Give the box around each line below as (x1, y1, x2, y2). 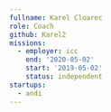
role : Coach (9, 22, 54, 31)
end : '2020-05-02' (25, 55, 95, 64)
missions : (9, 38, 47, 48)
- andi (17, 89, 42, 98)
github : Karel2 (9, 30, 67, 39)
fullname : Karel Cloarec (9, 13, 103, 23)
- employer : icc (17, 47, 79, 56)
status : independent (25, 72, 103, 81)
